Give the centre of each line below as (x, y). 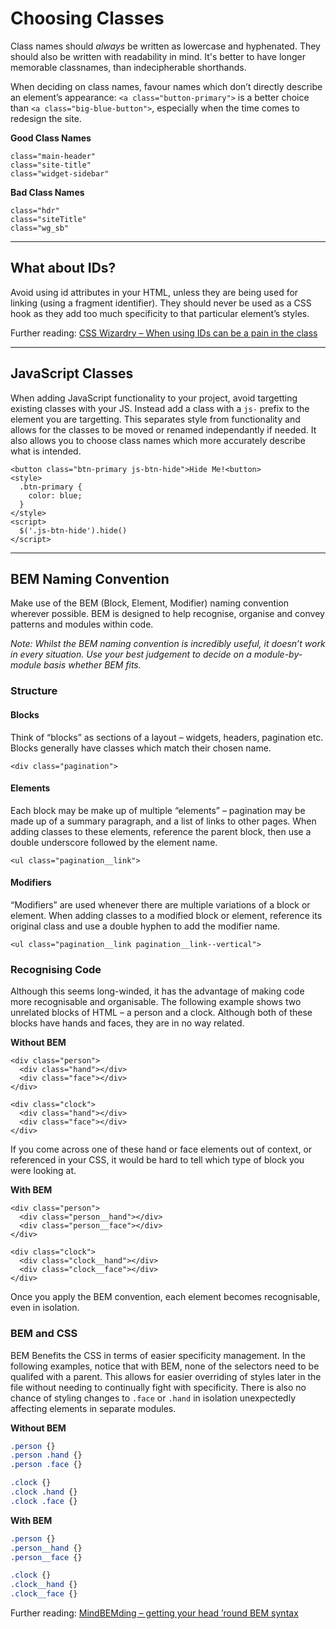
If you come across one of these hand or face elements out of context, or (161, 1149)
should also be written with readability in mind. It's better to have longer (158, 56)
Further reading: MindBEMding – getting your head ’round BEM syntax (154, 1613)
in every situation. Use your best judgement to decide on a (131, 654)
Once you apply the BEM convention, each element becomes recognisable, (165, 1297)
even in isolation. (45, 1308)
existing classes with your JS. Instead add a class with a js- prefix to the (160, 408)
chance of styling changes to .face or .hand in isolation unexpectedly (153, 1398)
